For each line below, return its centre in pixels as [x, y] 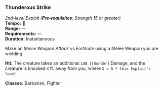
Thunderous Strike [28, 7]
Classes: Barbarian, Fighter [33, 83]
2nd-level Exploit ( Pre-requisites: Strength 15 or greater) [63, 18]
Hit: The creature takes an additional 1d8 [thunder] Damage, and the [75, 63]
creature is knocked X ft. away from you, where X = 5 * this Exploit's [78, 68]
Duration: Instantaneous [30, 39]
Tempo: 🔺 [15, 23]
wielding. [14, 54]
